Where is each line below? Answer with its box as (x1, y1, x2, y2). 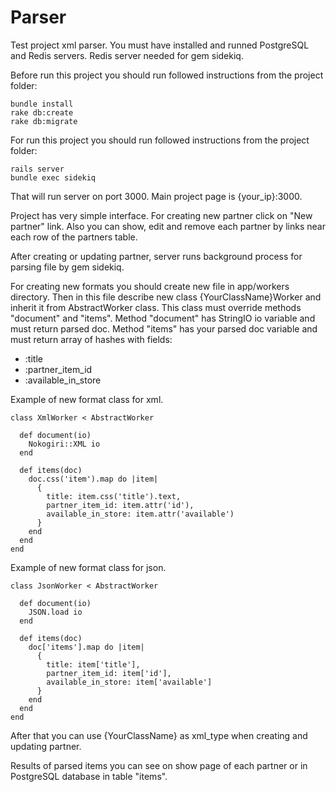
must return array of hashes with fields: (10, 333, 173, 345)
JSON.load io (28, 607, 83, 617)
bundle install (10, 99, 74, 109)
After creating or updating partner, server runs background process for (10, 250, 303, 262)
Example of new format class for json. (10, 561, 167, 573)
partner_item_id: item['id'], (46, 668, 172, 678)
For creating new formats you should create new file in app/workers (10, 280, 290, 292)
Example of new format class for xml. (10, 393, 164, 405)
